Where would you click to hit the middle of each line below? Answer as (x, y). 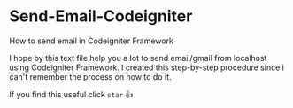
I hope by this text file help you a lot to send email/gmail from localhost (138, 58)
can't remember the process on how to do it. (90, 76)
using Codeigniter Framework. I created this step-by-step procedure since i (147, 67)
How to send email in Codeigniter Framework (92, 41)
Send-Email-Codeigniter (101, 16)
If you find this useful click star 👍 (71, 94)
